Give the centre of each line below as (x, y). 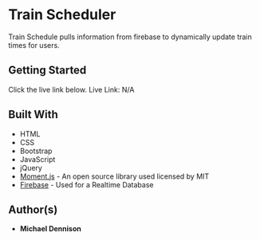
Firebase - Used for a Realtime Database (87, 184)
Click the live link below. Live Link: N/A (71, 89)
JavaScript (37, 159)
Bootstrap (36, 151)
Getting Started (47, 71)
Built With (33, 114)
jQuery (31, 167)
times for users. (34, 45)
